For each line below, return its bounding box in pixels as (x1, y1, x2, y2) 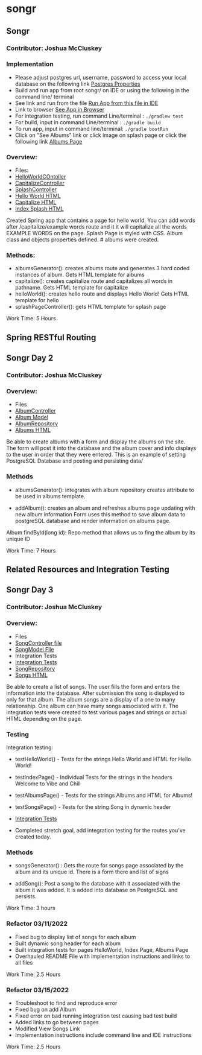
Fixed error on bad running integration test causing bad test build (14, 1012, 177, 1019)
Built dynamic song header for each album (14, 940, 121, 947)
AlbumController (14, 407, 56, 414)
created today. (14, 833, 51, 840)
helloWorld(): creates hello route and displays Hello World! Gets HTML (14, 290, 189, 297)
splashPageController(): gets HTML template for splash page (14, 303, 166, 311)
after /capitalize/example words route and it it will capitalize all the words (6, 223, 187, 230)
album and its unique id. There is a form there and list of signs (14, 868, 169, 876)
